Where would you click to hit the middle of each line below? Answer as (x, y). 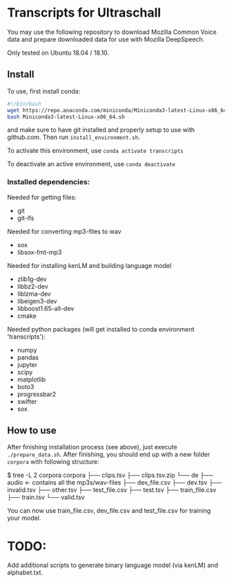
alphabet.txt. (25, 573)
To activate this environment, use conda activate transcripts (96, 151)
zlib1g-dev (32, 279)
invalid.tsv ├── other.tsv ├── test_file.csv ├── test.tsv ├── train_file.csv (112, 490)
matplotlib (31, 379)
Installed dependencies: (49, 182)
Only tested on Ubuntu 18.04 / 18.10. (58, 53)
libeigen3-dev (37, 301)
